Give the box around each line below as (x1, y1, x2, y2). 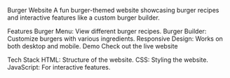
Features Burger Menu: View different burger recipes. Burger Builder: (7, 27, 207, 35)
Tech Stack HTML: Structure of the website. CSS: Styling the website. (7, 56, 209, 64)
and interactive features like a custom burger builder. (7, 13, 160, 22)
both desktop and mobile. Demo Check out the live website (7, 42, 178, 50)
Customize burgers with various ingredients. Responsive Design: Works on (7, 34, 223, 43)
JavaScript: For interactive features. (7, 63, 111, 71)
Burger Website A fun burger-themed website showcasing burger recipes (7, 6, 219, 14)
